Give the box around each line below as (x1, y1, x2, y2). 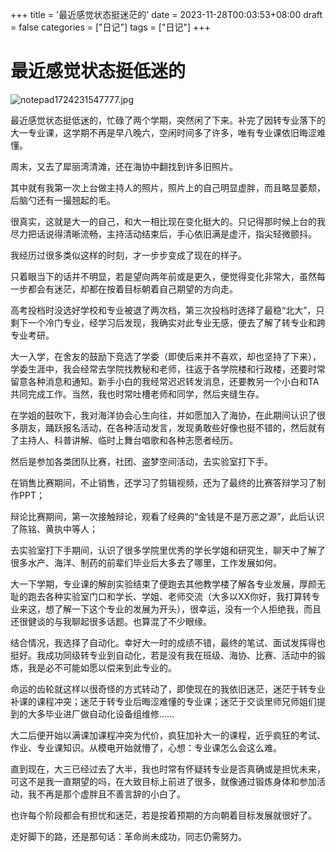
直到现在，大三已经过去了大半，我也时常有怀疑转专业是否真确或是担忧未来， (10, 763, 326, 775)
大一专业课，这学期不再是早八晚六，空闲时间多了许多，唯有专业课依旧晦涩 (10, 126, 317, 138)
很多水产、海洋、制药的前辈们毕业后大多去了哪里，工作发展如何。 (10, 556, 282, 568)
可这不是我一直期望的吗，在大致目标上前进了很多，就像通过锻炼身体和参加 (10, 775, 317, 787)
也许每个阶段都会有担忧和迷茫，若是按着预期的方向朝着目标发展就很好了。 (10, 809, 317, 821)
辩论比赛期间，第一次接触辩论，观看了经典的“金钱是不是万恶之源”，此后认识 (10, 510, 325, 522)
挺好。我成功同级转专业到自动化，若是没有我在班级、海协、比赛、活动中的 (10, 649, 317, 661)
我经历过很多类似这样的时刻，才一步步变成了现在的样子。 (10, 249, 247, 261)
